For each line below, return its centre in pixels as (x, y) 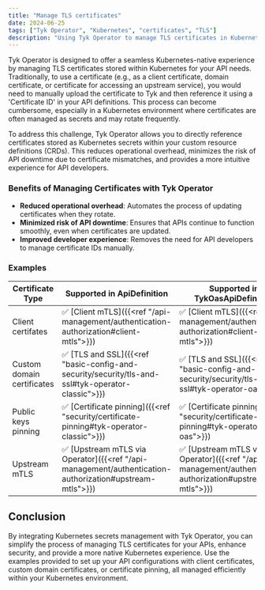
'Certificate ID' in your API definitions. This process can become (112, 102)
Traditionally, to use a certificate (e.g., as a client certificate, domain (118, 77)
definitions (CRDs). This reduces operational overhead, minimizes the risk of (132, 151)
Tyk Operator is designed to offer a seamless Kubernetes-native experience (131, 60)
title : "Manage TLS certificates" (65, 15)
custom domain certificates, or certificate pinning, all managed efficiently (127, 569)
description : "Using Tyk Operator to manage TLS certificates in (118, 38)
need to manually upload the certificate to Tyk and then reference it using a (131, 94)
